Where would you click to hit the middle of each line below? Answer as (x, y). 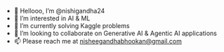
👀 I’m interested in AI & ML (52, 18)
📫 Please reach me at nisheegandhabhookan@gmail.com (98, 41)
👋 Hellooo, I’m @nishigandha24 (59, 11)
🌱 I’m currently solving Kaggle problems (72, 26)
